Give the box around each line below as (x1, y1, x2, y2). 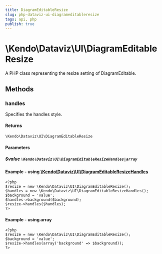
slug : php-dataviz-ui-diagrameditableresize (5, 12, 99, 17)
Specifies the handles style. (5, 111, 62, 117)
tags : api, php (5, 17, 37, 22)
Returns (5, 122, 22, 129)
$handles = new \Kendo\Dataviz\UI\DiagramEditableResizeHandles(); (5, 189, 149, 194)
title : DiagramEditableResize (5, 7, 68, 13)
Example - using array (5, 216, 52, 222)
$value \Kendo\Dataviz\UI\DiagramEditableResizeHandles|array (5, 156, 137, 162)
